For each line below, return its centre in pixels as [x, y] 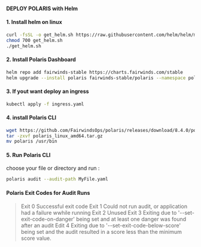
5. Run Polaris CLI [28, 155]
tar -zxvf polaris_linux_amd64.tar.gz [54, 136]
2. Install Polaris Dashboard [41, 59]
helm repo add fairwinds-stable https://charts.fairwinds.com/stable [95, 72]
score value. [36, 238]
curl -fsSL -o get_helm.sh [40, 35]
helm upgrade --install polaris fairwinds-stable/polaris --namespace [96, 78]
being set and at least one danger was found [131, 219]
